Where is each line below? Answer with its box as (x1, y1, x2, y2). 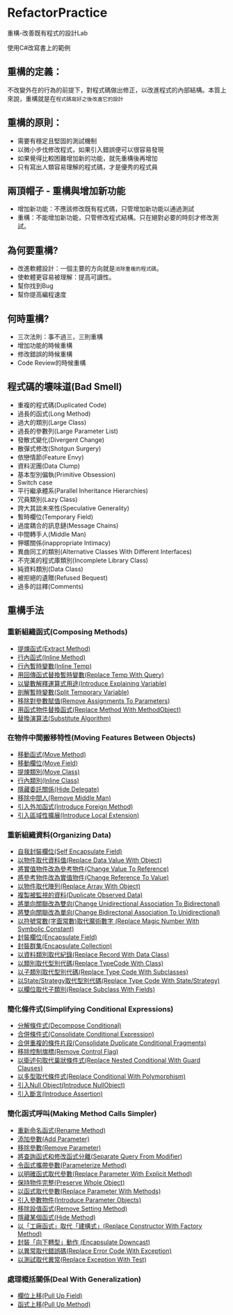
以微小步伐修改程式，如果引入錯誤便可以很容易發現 (17, 145, 164, 154)
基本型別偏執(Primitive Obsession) (17, 470, 116, 478)
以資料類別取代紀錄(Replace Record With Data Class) (17, 950, 170, 959)
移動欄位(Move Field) (17, 759, 79, 767)
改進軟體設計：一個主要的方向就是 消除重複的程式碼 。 (17, 265, 163, 273)
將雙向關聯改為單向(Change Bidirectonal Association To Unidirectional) (17, 908, 220, 917)
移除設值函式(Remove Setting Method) (17, 1204, 128, 1213)
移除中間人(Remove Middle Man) (17, 794, 111, 802)
